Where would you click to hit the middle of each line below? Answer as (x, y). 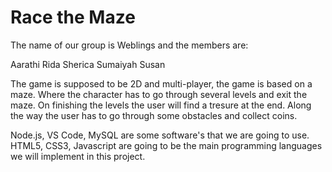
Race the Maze (73, 17)
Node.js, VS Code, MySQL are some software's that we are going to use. (160, 135)
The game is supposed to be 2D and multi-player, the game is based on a (161, 83)
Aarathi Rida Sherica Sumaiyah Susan (88, 64)
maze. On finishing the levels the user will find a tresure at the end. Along (161, 105)
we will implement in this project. (78, 156)
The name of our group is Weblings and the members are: (129, 45)
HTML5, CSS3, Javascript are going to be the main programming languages (166, 145)
